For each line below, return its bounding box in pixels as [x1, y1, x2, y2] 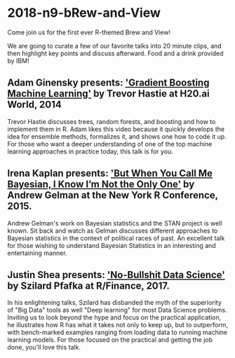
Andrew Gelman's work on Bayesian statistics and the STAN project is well [7, 219, 222, 227]
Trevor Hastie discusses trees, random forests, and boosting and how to [7, 117, 216, 125]
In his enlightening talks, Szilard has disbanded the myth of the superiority [7, 298, 222, 307]
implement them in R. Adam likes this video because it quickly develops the [7, 125, 225, 133]
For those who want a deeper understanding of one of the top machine [7, 139, 213, 148]
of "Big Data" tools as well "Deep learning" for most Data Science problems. [7, 306, 227, 315]
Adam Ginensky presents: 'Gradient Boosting [7, 77, 210, 89]
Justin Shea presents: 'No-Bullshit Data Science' [7, 268, 226, 281]
